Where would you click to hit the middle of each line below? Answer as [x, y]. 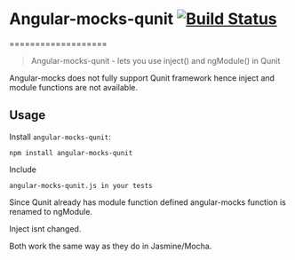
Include [23, 169]
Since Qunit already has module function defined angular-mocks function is [147, 202]
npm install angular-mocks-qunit [71, 153]
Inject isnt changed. [45, 228]
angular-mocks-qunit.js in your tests [81, 185]
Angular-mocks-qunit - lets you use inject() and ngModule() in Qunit [155, 60]
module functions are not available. [73, 87]
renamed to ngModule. [51, 211]
